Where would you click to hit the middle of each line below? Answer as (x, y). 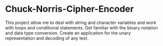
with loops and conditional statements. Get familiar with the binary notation (82, 27)
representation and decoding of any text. (47, 38)
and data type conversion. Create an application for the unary (68, 33)
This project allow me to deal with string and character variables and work (81, 23)
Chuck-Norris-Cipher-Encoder (70, 9)
